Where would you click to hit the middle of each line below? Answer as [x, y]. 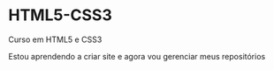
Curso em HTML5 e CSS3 [55, 39]
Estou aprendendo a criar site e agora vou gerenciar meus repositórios [137, 56]
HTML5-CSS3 [60, 15]
